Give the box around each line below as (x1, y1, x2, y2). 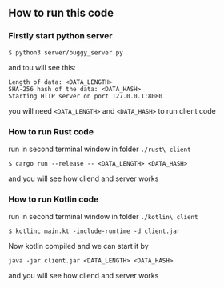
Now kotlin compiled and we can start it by (8, 242, 150, 251)
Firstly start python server (8, 30, 113, 42)
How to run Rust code (8, 126, 94, 137)
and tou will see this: (8, 62, 76, 72)
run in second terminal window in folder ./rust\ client (8, 144, 191, 154)
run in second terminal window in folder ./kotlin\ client (8, 212, 198, 222)
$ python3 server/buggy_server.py (8, 48, 124, 57)
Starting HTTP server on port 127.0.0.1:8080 (8, 92, 162, 100)
